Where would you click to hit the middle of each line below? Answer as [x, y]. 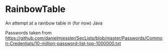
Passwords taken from [28, 32]
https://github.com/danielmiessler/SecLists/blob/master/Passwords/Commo [84, 38]
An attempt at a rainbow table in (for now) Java [54, 23]
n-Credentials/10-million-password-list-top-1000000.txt [63, 43]
